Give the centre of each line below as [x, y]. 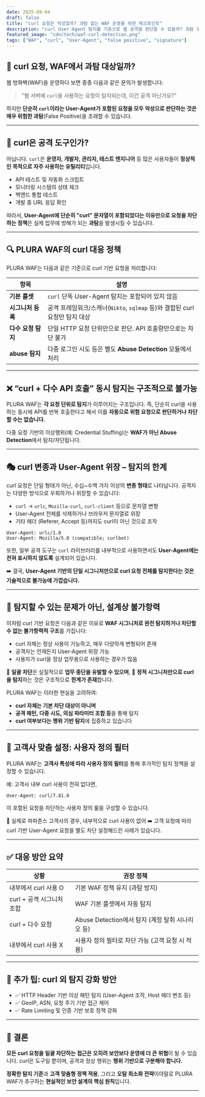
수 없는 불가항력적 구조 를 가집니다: [47, 631]
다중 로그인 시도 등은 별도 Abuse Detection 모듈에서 [120, 349]
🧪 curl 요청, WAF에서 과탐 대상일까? [71, 67]
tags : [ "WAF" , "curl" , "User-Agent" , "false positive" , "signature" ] [97, 40]
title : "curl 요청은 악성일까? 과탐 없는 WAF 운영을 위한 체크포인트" [85, 23]
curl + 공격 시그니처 [36, 899]
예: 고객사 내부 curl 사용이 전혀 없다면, [52, 784]
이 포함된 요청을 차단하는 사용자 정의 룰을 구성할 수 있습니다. [78, 808]
